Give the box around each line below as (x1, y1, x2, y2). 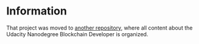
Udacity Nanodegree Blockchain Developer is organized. (6, 30, 148, 37)
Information (6, 4, 67, 18)
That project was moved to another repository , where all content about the (6, 24, 193, 31)
